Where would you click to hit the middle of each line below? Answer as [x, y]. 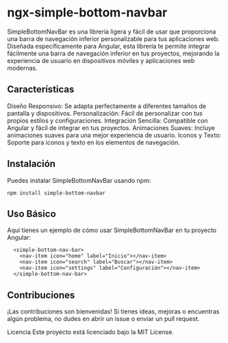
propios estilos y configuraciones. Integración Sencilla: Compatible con [107, 120]
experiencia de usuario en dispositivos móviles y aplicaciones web [101, 60]
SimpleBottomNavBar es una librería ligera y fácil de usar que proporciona [112, 31]
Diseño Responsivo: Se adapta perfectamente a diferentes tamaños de [107, 106]
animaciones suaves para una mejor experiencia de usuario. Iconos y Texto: [114, 135]
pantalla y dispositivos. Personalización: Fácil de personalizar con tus [105, 113]
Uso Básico [31, 214]
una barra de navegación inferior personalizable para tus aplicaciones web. [114, 38]
